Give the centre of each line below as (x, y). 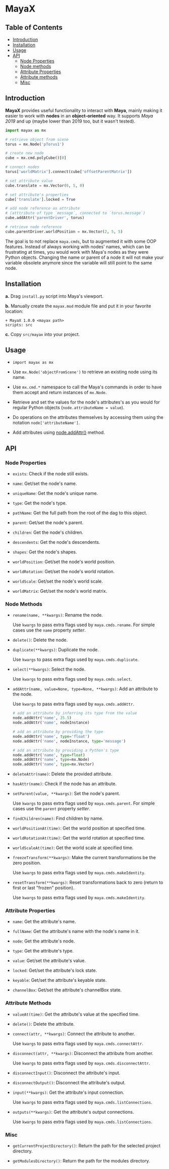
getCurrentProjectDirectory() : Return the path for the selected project (86, 1146)
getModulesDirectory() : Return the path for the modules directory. (81, 1161)
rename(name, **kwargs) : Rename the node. (58, 615)
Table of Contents (34, 27)
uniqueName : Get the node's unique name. (55, 493)
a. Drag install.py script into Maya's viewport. (54, 296)
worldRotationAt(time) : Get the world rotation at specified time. (79, 838)
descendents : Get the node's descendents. (56, 542)
